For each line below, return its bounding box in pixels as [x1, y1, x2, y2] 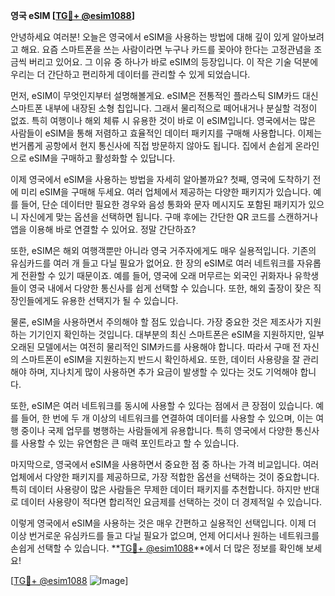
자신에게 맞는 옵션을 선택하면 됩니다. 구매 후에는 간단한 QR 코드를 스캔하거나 [20, 211, 319, 223]
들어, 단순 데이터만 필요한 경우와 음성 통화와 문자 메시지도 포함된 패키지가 [20, 199, 307, 210]
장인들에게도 [10, 295, 60, 306]
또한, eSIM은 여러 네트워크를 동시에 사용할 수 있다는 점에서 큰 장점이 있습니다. [10, 400, 314, 411]
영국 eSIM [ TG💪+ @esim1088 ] [10, 10, 135, 21]
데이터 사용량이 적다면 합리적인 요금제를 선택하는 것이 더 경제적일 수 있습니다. [20, 496, 323, 508]
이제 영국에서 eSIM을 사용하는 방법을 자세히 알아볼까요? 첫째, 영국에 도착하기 [10, 174, 311, 185]
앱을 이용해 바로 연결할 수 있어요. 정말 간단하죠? [10, 224, 197, 235]
